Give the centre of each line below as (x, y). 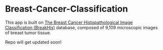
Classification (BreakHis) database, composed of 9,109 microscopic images (81, 27)
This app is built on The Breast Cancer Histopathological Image (69, 22)
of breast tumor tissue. (28, 33)
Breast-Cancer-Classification (67, 9)
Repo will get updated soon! (33, 42)
